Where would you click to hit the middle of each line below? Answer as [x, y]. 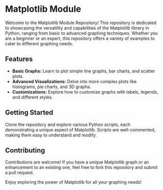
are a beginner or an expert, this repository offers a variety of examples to [80, 38]
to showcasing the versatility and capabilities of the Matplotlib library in [77, 28]
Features [19, 59]
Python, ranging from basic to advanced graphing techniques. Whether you [81, 33]
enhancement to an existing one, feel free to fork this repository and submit [81, 167]
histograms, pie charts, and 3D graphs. [52, 87]
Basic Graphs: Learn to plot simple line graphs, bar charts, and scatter [83, 71]
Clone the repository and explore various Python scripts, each [68, 125]
